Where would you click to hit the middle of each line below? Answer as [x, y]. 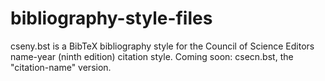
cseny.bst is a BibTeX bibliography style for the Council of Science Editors [162, 46]
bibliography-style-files [111, 18]
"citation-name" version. [61, 67]
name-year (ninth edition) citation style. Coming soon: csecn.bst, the [152, 56]
